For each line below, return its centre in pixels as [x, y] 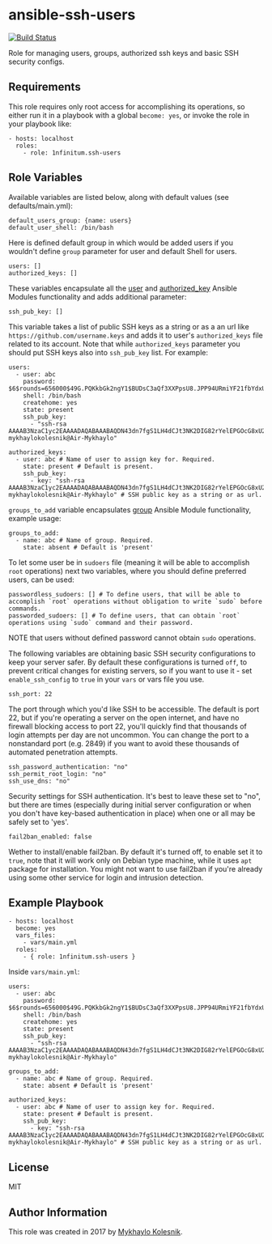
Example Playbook [56, 903]
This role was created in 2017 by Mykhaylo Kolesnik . [96, 1231]
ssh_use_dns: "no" [39, 781]
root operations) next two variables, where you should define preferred [127, 571]
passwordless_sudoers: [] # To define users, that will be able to [125, 594]
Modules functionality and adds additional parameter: [98, 296]
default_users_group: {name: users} [70, 220]
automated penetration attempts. [63, 752]
